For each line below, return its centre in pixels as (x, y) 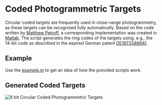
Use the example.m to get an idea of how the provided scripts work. (73, 70)
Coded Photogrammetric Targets (73, 9)
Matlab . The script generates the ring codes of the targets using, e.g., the (79, 38)
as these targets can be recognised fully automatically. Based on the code (80, 27)
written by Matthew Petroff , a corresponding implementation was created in (81, 33)
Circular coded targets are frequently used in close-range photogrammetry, (81, 22)
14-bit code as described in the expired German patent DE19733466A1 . (76, 43)
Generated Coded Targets (45, 85)
